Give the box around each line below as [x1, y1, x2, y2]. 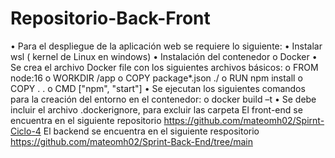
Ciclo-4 [10, 125, 42, 137]
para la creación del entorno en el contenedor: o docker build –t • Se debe [10, 93, 317, 105]
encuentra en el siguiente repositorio [10, 114, 162, 126]
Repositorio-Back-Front [10, 7, 211, 30]
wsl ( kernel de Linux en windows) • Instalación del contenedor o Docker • [10, 50, 318, 62]
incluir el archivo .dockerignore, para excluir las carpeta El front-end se [10, 103, 303, 116]
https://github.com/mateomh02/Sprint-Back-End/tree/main [10, 135, 253, 147]
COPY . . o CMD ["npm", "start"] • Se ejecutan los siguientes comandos [10, 82, 306, 94]
